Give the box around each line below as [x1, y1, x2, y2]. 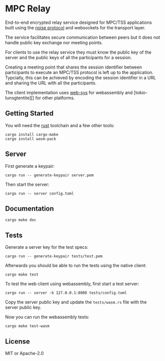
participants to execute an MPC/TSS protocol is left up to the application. [5, 69, 154, 75]
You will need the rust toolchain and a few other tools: [5, 122, 115, 128]
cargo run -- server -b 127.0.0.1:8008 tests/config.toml [5, 290, 127, 295]
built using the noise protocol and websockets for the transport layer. [5, 24, 146, 30]
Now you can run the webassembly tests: [5, 314, 90, 320]
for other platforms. [35, 95, 75, 101]
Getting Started [5, 109, 54, 118]
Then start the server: [5, 181, 49, 187]
